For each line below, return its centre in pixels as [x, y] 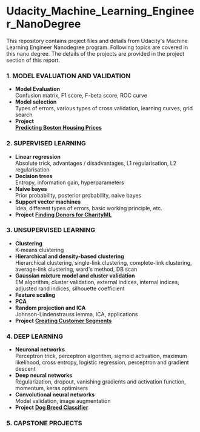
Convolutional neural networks [55, 394]
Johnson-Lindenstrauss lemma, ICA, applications [76, 314]
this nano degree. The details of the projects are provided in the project [95, 53]
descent [25, 369]
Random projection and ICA [50, 308]
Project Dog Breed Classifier [52, 408]
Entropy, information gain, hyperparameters [69, 182]
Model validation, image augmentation [63, 401]
